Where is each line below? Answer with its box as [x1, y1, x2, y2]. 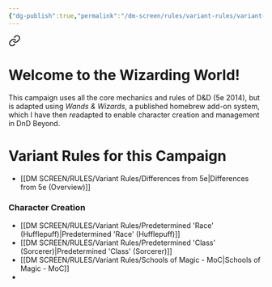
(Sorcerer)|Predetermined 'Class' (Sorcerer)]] [19, 246, 172, 255]
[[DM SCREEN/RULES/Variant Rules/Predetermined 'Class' [19, 238, 216, 247]
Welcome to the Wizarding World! [8, 65, 240, 84]
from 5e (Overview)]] [19, 182, 91, 192]
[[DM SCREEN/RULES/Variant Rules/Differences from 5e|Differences [19, 173, 249, 183]
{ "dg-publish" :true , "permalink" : [8, 11, 121, 20]
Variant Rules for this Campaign [8, 146, 227, 165]
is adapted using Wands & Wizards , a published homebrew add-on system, [8, 101, 261, 111]
